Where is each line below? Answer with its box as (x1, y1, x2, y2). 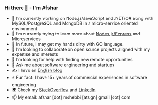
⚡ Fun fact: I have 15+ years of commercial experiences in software (11, 75, 147, 81)
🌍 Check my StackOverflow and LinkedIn (11, 87, 96, 93)
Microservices (11, 36, 41, 42)
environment (11, 26, 38, 32)
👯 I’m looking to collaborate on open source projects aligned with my (11, 46, 150, 52)
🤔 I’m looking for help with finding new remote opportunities (11, 57, 133, 63)
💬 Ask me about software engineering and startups (11, 62, 114, 68)
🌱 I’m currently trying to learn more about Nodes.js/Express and (11, 31, 140, 37)
